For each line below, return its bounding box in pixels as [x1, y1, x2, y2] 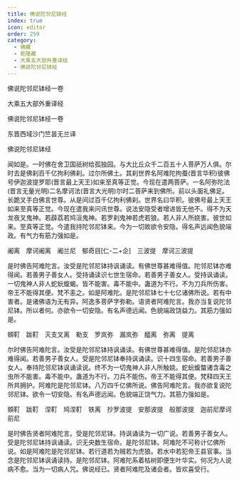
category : [7, 37, 37, 44]
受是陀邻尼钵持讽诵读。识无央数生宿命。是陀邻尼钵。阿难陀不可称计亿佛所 [7, 438, 225, 446]
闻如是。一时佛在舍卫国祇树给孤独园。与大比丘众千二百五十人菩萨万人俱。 [7, 160, 225, 168]
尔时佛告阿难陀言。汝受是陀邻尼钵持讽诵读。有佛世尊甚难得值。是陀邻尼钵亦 [7, 345, 232, 354]
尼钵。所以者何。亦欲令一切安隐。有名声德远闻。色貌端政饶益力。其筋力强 [7, 306, 225, 315]
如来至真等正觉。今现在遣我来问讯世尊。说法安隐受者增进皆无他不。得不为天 [7, 204, 232, 213]
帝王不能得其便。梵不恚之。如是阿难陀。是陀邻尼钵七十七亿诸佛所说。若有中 [7, 288, 232, 297]
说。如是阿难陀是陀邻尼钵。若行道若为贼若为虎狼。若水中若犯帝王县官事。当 [7, 446, 232, 455]
